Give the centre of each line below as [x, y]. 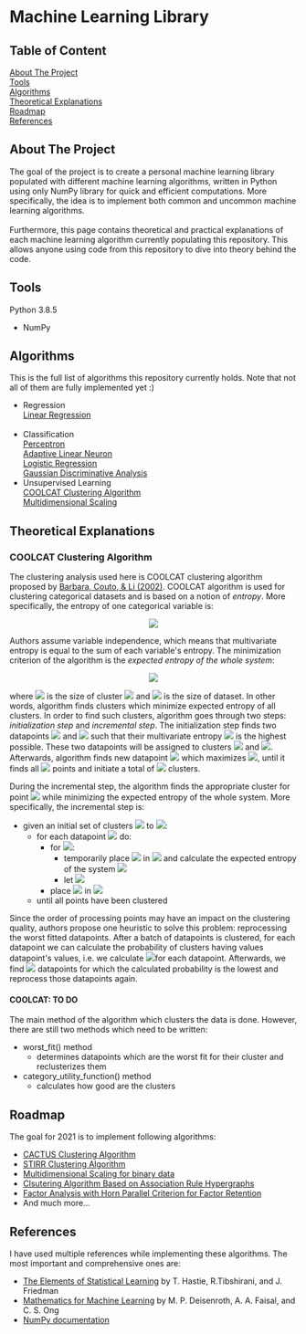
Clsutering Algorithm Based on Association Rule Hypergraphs [138, 1183]
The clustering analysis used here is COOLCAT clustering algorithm [136, 577]
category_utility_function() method [87, 1077]
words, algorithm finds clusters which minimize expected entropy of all [142, 706]
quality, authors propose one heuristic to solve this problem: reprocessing [148, 928]
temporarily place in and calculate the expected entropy [180, 858]
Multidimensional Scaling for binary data [99, 1174]
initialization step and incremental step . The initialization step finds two [143, 725]
